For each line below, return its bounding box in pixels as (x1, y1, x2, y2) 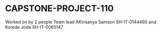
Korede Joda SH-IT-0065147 (5, 24, 64, 30)
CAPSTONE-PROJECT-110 (5, 3, 114, 14)
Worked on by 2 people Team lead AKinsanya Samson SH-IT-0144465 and (5, 19, 157, 25)
